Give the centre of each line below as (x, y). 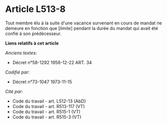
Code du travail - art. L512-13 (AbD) (49, 101)
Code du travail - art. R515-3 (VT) (47, 117)
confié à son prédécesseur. (33, 33)
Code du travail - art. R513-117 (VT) (48, 106)
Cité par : (14, 91)
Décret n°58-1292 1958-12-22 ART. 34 (52, 62)
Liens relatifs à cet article (32, 43)
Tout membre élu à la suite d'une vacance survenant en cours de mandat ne (84, 23)
